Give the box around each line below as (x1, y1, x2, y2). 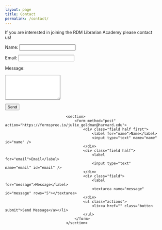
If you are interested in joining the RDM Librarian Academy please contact (5, 30, 153, 35)
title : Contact (5, 12, 36, 17)
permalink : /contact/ (5, 16, 49, 21)
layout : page (5, 7, 32, 12)
